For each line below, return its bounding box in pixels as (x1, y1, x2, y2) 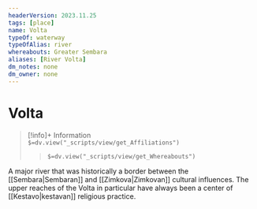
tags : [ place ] (8, 19, 55, 27)
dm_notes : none (8, 63, 58, 71)
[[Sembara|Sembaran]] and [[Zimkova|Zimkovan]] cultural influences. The (8, 174, 249, 184)
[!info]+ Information (27, 130, 91, 140)
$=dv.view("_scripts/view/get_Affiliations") (27, 139, 180, 147)
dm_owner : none (8, 70, 58, 78)
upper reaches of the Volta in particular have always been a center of (8, 183, 233, 192)
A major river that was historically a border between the (8, 166, 189, 176)
